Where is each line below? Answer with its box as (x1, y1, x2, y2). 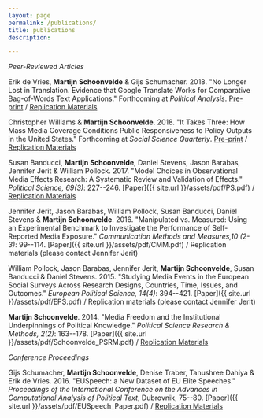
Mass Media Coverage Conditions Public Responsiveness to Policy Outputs (8, 126, 252, 135)
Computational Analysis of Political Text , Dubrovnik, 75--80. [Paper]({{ (8, 393, 239, 402)
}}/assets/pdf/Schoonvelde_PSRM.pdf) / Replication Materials (8, 338, 209, 347)
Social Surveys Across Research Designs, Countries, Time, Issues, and (8, 280, 239, 290)
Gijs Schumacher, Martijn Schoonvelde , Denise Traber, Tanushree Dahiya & (8, 368, 254, 378)
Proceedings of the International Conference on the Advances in (8, 385, 218, 394)
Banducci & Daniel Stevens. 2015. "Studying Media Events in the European (8, 272, 250, 282)
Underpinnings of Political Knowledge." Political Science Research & (8, 320, 230, 331)
